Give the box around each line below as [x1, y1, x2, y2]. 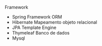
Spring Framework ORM [12, 14, 63, 19]
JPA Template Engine [12, 24, 57, 30]
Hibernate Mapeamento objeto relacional [12, 19, 97, 25]
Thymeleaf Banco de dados [12, 30, 70, 35]
